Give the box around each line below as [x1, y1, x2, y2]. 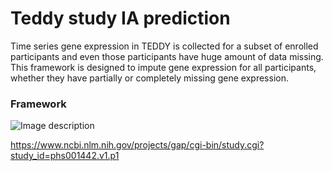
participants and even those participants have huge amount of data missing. [10, 50, 324, 62]
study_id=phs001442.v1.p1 [10, 150, 120, 162]
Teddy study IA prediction [10, 7, 231, 30]
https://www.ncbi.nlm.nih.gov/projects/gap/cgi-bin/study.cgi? [10, 139, 265, 151]
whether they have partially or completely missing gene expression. [10, 72, 289, 84]
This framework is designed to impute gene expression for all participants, [10, 61, 317, 73]
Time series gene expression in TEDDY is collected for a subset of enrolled [10, 40, 319, 52]
